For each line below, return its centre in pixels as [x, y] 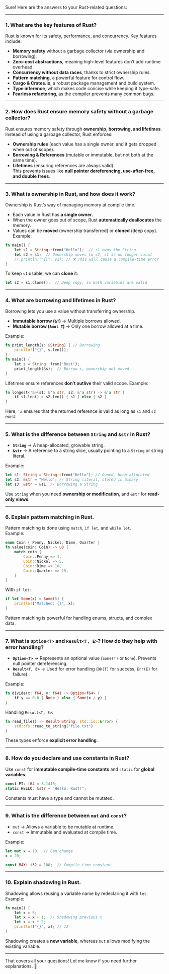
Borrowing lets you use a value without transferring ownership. [70, 311]
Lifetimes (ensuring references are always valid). [63, 165]
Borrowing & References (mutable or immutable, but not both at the [83, 155]
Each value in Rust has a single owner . [53, 214]
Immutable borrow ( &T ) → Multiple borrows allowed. [67, 321]
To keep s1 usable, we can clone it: [42, 273]
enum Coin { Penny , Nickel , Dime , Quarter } [53, 543]
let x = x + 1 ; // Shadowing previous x [58, 917]
